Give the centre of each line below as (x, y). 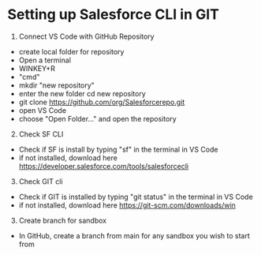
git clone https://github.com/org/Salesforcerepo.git (102, 102)
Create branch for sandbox (63, 220)
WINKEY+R (37, 68)
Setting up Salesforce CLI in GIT (114, 15)
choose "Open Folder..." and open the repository (97, 118)
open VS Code (43, 110)
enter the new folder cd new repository (82, 93)
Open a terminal (45, 60)
